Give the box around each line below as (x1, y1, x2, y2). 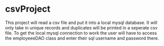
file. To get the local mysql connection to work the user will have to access (5, 30, 157, 36)
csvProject (5, 3, 51, 15)
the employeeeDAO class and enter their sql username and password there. (5, 35, 159, 41)
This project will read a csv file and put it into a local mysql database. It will (5, 20, 158, 25)
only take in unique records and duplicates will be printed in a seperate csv (5, 24, 158, 30)
